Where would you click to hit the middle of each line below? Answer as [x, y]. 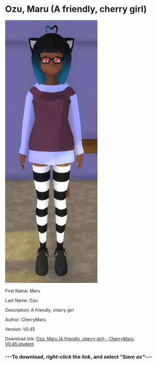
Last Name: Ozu [21, 300]
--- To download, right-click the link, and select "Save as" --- [79, 357]
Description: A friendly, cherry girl [39, 310]
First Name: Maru [23, 291]
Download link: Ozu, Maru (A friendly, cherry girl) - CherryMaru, [70, 339]
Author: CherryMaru [26, 319]
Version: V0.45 [20, 329]
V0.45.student [19, 344]
